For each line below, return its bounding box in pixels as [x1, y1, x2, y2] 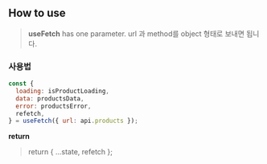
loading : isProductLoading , [15, 87, 110, 95]
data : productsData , [15, 94, 84, 103]
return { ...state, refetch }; [27, 147, 113, 157]
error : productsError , [15, 102, 92, 110]
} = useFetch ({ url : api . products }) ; [8, 117, 138, 125]
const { [8, 80, 35, 88]
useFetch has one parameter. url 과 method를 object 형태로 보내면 [27, 28, 245, 39]
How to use [8, 6, 66, 20]
